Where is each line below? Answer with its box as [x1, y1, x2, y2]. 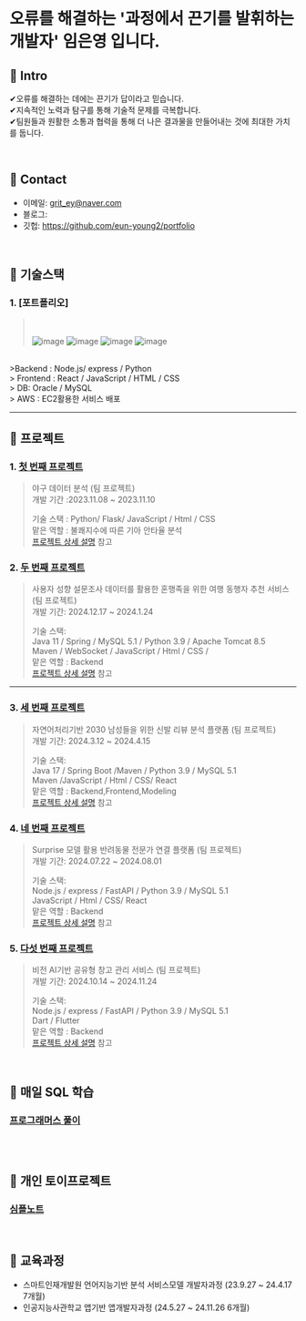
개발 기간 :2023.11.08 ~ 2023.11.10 [31, 494, 156, 506]
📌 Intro [9, 67, 48, 83]
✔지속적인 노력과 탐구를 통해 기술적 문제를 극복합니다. [9, 105, 201, 115]
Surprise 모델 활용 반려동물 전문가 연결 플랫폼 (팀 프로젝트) [31, 845, 242, 855]
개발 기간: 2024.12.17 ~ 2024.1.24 [31, 607, 154, 618]
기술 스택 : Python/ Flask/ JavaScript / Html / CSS [31, 514, 216, 525]
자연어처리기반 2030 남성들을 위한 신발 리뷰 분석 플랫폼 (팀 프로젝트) [31, 723, 277, 734]
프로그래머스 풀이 [9, 1113, 81, 1126]
